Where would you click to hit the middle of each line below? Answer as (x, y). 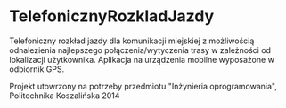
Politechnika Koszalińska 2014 (65, 96)
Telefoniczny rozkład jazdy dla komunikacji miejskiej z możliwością (132, 41)
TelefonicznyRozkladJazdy (112, 16)
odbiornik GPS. (37, 69)
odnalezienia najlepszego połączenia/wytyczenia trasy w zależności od (140, 50)
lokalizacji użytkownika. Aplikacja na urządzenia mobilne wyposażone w (142, 59)
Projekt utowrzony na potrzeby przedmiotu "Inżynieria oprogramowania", (143, 86)
